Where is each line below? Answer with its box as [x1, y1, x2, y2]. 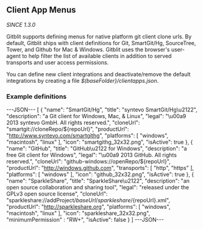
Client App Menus [6, 5, 76, 15]
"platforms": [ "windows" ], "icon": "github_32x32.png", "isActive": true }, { [6, 171, 194, 178]
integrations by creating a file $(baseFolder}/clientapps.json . [6, 77, 159, 84]
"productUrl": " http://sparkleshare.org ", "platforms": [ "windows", [6, 203, 171, 211]
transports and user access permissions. [6, 58, 109, 66]
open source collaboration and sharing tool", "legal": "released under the [6, 184, 190, 191]
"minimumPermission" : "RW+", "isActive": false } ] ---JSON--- [6, 216, 165, 224]
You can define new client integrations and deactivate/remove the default [6, 70, 191, 78]
